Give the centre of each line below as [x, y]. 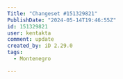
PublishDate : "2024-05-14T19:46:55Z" [62, 20]
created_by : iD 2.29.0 [40, 46]
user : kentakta [29, 33]
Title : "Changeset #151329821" [52, 14]
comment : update [31, 39]
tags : [15, 53]
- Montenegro [32, 59]
